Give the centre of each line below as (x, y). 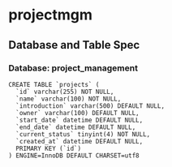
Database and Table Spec (74, 45)
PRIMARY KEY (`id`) (49, 148)
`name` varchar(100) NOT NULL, (69, 99)
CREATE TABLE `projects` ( (54, 84)
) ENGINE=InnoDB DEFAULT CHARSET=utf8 (74, 156)
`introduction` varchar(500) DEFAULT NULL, (90, 106)
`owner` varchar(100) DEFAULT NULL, (77, 113)
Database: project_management (73, 68)
